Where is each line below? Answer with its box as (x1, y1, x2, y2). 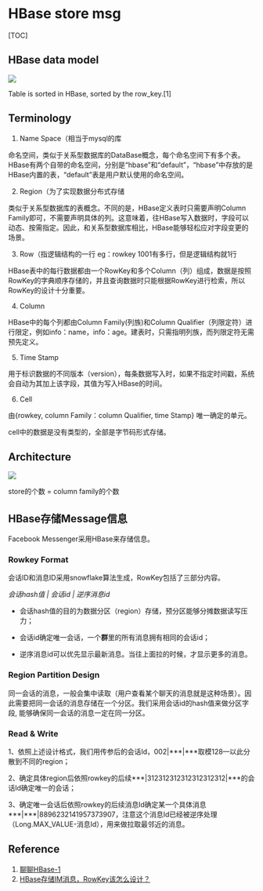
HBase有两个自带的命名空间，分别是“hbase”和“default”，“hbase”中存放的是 (8, 160, 254, 169)
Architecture (8, 450, 72, 464)
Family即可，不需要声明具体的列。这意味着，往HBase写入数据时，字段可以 (8, 213, 249, 222)
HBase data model (8, 53, 99, 67)
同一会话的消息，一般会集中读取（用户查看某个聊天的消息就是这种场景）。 (8, 688, 245, 698)
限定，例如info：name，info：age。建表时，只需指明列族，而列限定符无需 (14, 327, 254, 336)
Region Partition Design (8, 670, 100, 681)
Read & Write (8, 728, 59, 739)
